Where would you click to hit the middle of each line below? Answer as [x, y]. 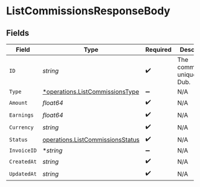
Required [159, 50]
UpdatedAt [23, 174]
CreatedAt [23, 161]
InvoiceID [23, 150]
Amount [18, 103]
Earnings [21, 115]
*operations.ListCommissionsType [91, 92]
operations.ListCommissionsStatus [91, 139]
